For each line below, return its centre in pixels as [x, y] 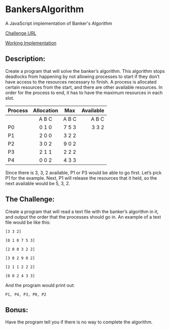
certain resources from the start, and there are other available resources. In [84, 87]
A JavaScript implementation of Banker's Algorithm [59, 23]
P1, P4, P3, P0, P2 [26, 295]
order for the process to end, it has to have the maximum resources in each [84, 93]
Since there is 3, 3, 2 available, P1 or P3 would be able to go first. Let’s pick [83, 173]
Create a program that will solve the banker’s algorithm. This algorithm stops [85, 71]
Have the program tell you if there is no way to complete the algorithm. [79, 322]
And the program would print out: [40, 285]
